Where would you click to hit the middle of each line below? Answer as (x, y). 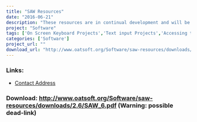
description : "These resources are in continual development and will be (98, 22)
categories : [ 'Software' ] (38, 39)
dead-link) (21, 113)
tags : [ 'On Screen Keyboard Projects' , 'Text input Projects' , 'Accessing (97, 33)
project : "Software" (31, 28)
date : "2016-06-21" (30, 17)
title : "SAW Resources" (35, 11)
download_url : (23, 50)
